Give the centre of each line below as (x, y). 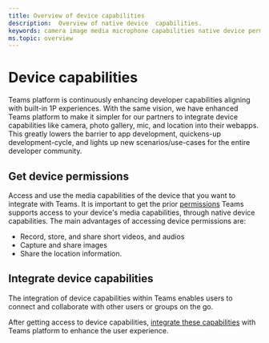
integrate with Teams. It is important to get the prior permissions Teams (126, 204)
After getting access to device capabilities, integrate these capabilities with (132, 322)
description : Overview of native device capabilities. (105, 23)
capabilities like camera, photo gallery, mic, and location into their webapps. (133, 126)
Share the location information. (71, 254)
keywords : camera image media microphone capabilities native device (127, 30)
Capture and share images (64, 245)
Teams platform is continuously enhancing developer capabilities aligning (129, 100)
